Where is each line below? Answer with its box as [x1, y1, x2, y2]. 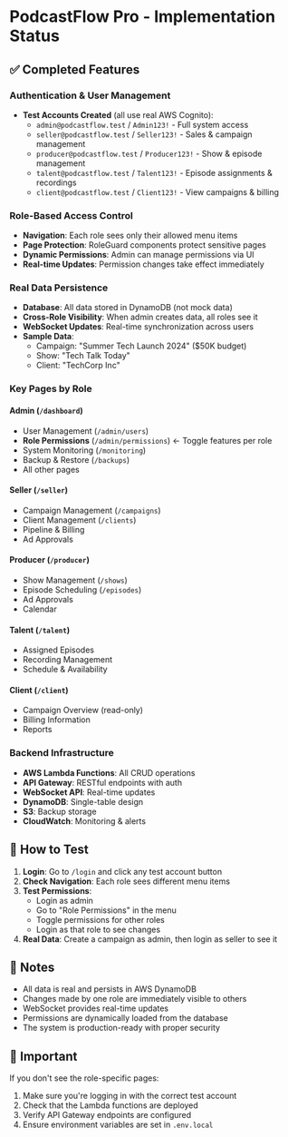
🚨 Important [9, 1048, 78, 1063]
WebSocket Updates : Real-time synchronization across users [22, 321, 254, 332]
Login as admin [35, 895, 93, 906]
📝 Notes [9, 959, 55, 975]
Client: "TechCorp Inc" [35, 360, 120, 371]
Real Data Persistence [9, 281, 109, 294]
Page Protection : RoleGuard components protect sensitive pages [22, 240, 267, 250]
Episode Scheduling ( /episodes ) [22, 584, 142, 595]
